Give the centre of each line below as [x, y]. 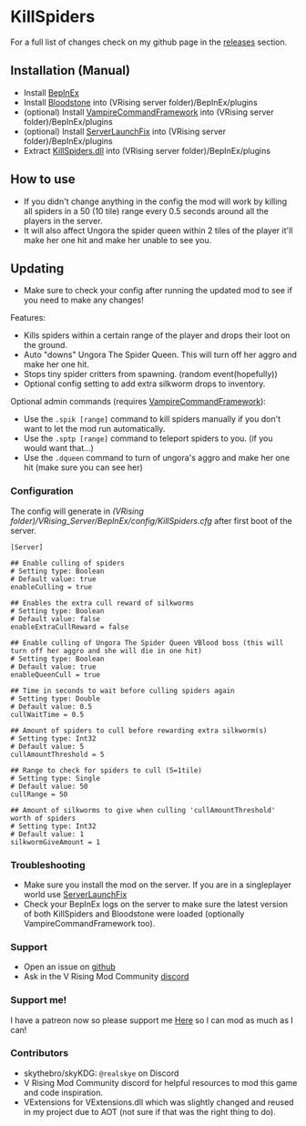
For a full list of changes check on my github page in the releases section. [149, 42]
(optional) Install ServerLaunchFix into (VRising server [125, 131]
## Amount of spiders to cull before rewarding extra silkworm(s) [139, 731]
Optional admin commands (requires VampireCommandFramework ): [138, 402]
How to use [43, 179]
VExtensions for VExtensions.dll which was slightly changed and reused [158, 1102]
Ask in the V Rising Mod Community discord [106, 977]
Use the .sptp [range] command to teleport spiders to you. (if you [148, 438]
